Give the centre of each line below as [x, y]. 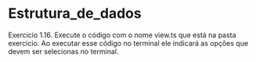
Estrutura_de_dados [75, 14]
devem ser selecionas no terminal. [63, 51]
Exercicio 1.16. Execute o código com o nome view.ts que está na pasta [122, 35]
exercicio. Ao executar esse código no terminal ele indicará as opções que [128, 43]
